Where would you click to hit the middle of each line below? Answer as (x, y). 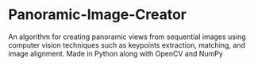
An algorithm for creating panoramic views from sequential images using (127, 37)
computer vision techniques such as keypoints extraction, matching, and (127, 45)
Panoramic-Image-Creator (97, 15)
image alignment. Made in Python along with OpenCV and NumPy (116, 53)
